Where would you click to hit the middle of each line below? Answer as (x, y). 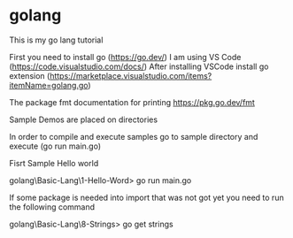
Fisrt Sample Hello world (54, 163)
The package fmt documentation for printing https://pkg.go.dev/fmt (132, 102)
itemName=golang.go (49, 85)
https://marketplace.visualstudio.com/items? (131, 75)
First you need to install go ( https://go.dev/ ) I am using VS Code (125, 57)
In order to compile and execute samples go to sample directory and (134, 136)
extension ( (30, 75)
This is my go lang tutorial (56, 40)
